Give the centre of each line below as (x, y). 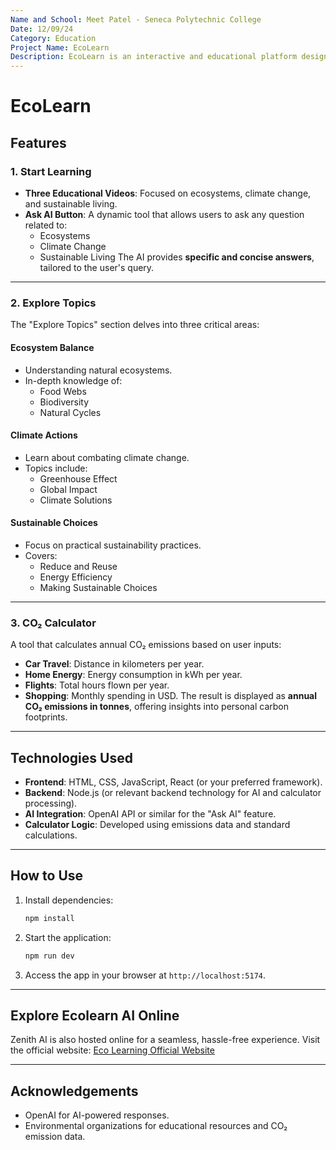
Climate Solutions (76, 500)
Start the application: (68, 937)
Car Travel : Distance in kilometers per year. (114, 664)
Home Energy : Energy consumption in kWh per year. (133, 675)
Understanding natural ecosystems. (98, 370)
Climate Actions (44, 435)
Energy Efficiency (76, 577)
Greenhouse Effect (78, 478)
